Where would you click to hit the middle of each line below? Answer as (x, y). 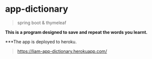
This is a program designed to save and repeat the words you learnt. (76, 32)
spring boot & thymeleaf (42, 23)
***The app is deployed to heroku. (41, 42)
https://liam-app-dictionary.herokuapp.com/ (62, 51)
